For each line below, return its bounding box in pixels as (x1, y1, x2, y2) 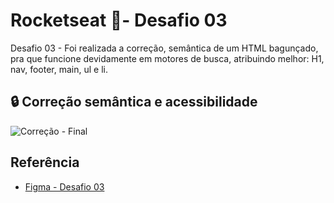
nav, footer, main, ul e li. (10, 63, 108, 75)
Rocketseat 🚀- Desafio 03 (10, 9, 228, 32)
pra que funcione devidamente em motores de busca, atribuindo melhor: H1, (10, 52, 325, 64)
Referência (10, 154, 80, 171)
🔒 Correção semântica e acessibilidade (10, 94, 258, 111)
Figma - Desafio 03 (24, 180, 105, 193)
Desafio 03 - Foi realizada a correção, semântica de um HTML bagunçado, (10, 42, 319, 54)
